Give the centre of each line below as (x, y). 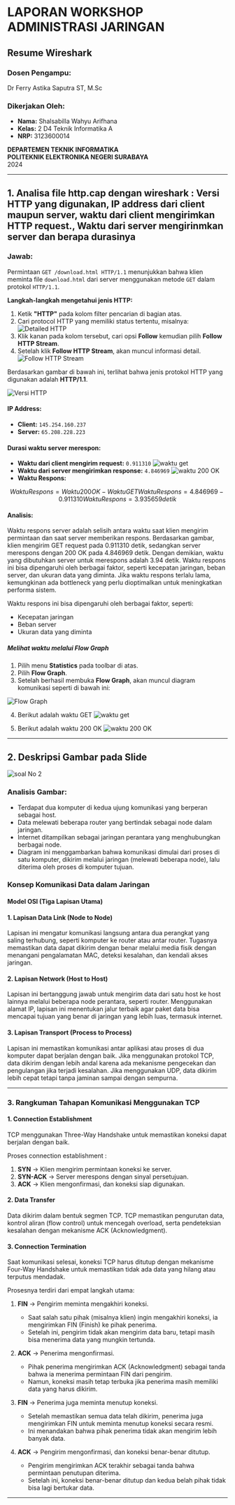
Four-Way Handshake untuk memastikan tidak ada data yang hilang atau (112, 1269)
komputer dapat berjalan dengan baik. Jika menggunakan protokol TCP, (111, 1056)
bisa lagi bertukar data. (61, 1488)
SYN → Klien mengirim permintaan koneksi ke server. (94, 1169)
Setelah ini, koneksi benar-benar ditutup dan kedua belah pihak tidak (127, 1481)
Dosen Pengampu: (39, 73)
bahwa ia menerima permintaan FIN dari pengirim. (100, 1374)
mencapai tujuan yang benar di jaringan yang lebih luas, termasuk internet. (115, 1016)
